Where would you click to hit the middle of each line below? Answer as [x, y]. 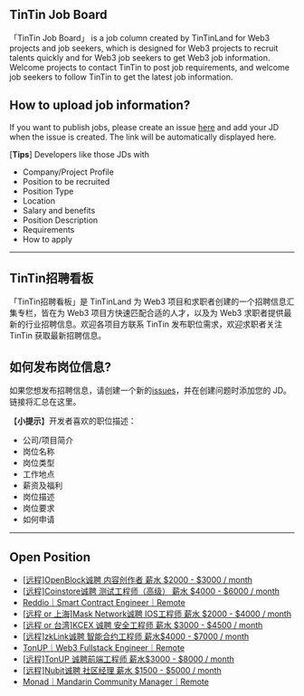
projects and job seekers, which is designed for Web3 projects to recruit [144, 48]
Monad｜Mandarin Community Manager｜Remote [116, 682]
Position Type [48, 191]
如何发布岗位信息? [60, 367]
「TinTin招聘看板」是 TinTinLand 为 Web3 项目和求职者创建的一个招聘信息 [148, 301]
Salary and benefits [59, 210]
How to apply [47, 239]
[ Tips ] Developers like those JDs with [79, 154]
